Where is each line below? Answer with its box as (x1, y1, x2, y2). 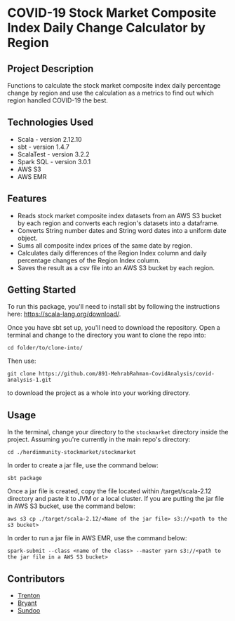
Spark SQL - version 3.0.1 (17, 157, 91, 166)
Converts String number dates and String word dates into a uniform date (17, 226, 227, 234)
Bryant (17, 599, 37, 608)
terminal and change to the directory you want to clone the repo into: (7, 331, 206, 340)
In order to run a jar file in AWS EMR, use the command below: (7, 534, 187, 542)
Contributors (7, 573, 65, 585)
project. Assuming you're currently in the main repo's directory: (7, 435, 191, 443)
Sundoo (17, 606, 41, 615)
